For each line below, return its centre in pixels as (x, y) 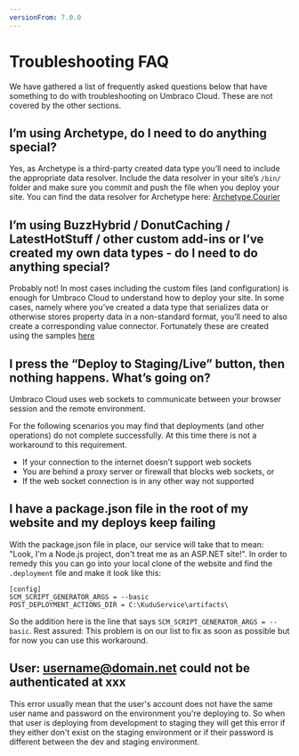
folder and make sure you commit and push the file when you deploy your (145, 187)
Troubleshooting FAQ (89, 61)
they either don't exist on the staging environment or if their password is (141, 732)
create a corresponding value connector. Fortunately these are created (139, 326)
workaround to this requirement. (68, 445)
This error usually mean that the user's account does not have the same (141, 703)
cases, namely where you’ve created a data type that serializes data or (139, 308)
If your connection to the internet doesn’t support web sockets (137, 462)
